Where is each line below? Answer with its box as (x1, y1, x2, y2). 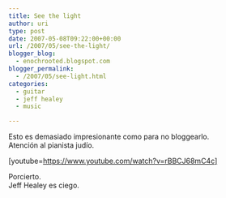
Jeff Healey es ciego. (8, 180, 79, 191)
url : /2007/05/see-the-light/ (8, 42, 111, 50)
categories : (8, 80, 49, 88)
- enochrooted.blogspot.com (15, 58, 111, 66)
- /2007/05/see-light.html (15, 72, 107, 80)
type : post (8, 27, 45, 35)
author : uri (8, 19, 49, 28)
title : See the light (8, 11, 82, 20)
